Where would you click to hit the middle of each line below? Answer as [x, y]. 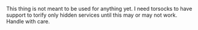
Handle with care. [28, 21]
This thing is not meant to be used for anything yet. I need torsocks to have [99, 9]
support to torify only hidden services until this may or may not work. [92, 15]
